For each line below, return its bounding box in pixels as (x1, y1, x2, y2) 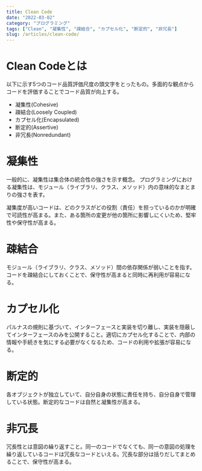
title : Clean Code (6, 8, 52, 15)
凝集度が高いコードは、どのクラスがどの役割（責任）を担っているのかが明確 (6, 204, 197, 211)
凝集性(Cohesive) (14, 101, 58, 108)
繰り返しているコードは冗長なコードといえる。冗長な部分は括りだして (6, 450, 180, 458)
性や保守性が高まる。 (6, 219, 59, 226)
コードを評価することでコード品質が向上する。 (6, 88, 122, 96)
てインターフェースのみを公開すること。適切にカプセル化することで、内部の (6, 331, 196, 338)
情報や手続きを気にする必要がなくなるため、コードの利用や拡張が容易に (6, 338, 186, 346)
